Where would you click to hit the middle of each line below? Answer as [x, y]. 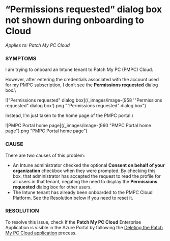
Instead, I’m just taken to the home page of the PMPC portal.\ [69, 115]
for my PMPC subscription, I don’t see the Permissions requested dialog [82, 85]
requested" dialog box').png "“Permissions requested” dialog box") [76, 106]
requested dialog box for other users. [52, 187]
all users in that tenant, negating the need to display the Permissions [85, 181]
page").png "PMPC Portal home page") [46, 131]
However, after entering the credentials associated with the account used [82, 80]
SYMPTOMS [21, 58]
